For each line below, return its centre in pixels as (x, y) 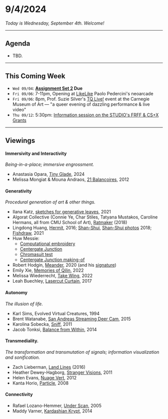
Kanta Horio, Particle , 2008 (40, 383)
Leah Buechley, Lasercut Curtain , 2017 (52, 281)
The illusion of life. (24, 304)
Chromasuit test (36, 255)
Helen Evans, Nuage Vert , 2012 (44, 377)
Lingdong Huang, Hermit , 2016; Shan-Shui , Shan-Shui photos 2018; (82, 228)
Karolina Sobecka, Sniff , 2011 (42, 324)
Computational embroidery (47, 244)
